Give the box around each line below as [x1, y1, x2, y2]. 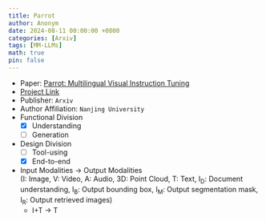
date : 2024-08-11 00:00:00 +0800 [8, 26, 120, 34]
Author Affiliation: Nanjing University [19, 103, 145, 113]
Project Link [19, 86, 60, 96]
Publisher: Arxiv [19, 95, 74, 105]
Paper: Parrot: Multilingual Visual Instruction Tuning [19, 78, 190, 88]
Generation [31, 130, 70, 139]
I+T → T [31, 205, 58, 215]
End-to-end [31, 157, 71, 167]
